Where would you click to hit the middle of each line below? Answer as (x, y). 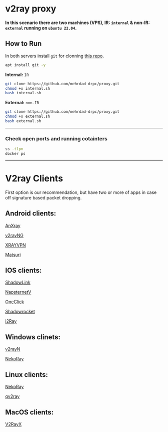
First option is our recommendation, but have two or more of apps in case (81, 192)
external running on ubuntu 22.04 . (41, 28)
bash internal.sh (23, 93)
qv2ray (12, 396)
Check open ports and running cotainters (56, 138)
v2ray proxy (31, 9)
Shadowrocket (20, 312)
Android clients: (31, 213)
